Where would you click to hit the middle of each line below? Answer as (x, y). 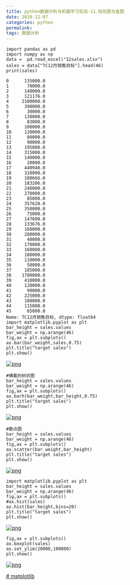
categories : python (30, 22)
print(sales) (22, 71)
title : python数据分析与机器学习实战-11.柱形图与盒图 (65, 11)
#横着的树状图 (20, 376)
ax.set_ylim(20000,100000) (39, 549)
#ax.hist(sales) (26, 502)
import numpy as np (30, 54)
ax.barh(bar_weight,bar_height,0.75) (52, 396)
